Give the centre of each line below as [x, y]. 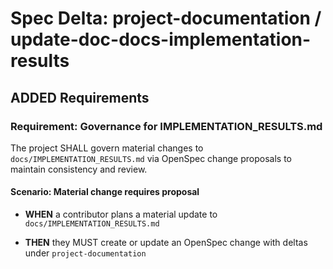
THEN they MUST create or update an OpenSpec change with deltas [166, 243]
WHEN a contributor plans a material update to [121, 214]
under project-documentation [85, 253]
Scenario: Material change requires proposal [105, 192]
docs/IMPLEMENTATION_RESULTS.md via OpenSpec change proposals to [151, 158]
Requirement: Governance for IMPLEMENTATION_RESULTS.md [166, 126]
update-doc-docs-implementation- [161, 39]
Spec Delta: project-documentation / [166, 18]
